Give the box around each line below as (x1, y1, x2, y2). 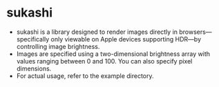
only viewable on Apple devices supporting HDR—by (50, 35, 202, 43)
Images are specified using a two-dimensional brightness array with (16, 50, 211, 58)
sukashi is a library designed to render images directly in (16, 28, 178, 36)
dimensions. (16, 64, 52, 72)
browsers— (178, 28, 212, 36)
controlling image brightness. (16, 42, 100, 50)
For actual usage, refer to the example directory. (16, 71, 154, 80)
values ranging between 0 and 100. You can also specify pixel (16, 57, 193, 65)
